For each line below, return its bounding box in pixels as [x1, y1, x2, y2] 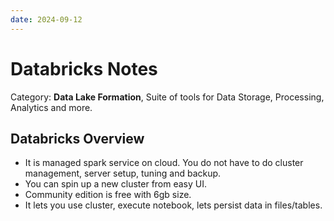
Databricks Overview [10, 130, 145, 147]
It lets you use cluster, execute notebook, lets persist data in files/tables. [24, 199, 323, 211]
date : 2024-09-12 [10, 14, 83, 25]
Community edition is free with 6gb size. [24, 189, 192, 201]
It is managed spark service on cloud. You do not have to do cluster [24, 157, 304, 169]
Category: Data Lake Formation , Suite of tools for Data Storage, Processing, [10, 91, 325, 103]
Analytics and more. [10, 101, 93, 113]
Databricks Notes [10, 57, 158, 80]
